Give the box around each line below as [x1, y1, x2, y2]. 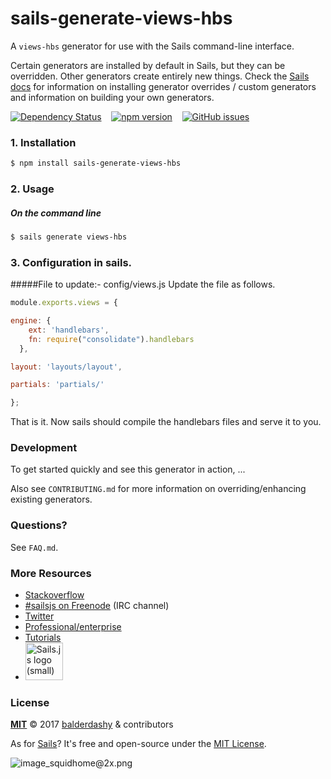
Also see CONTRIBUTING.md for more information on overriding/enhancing [10, 483, 307, 495]
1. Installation [10, 135, 77, 149]
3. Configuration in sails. [10, 255, 133, 269]
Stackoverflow [24, 589, 85, 601]
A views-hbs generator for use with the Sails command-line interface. [10, 40, 295, 52]
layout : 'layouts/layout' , [10, 362, 123, 372]
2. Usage [10, 182, 55, 196]
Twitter [24, 610, 55, 622]
